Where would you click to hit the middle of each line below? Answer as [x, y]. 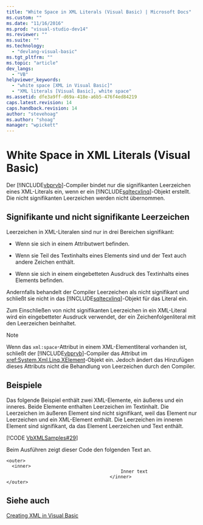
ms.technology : [26, 46]
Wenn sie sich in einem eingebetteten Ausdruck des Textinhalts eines [102, 273]
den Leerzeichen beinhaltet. [41, 323]
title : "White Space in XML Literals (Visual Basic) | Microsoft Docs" [99, 12]
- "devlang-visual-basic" [45, 52]
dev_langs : [20, 69]
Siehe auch [28, 501]
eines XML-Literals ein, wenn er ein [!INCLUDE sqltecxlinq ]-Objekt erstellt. [98, 192]
